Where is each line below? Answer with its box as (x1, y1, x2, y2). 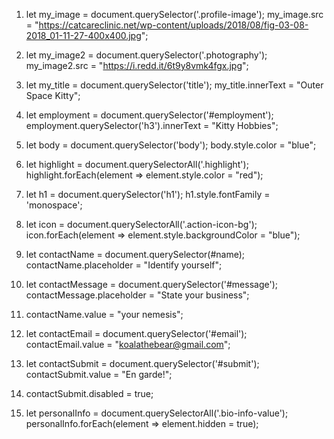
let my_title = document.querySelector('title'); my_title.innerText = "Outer (25, 79, 324, 91)
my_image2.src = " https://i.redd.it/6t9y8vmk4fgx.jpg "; (25, 60, 249, 71)
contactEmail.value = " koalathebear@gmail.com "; (25, 339, 231, 350)
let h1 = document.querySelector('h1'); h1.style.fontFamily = (25, 189, 271, 200)
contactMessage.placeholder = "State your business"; (25, 289, 250, 301)
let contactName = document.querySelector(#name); (25, 249, 246, 260)
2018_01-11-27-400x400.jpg (25, 30, 142, 41)
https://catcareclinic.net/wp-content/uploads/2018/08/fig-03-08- (38, 19, 309, 31)
